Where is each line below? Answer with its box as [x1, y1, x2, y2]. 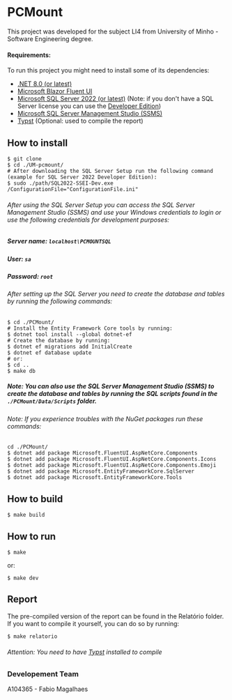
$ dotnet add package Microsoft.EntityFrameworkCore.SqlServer [7, 468, 195, 475]
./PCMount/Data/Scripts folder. [7, 397, 98, 405]
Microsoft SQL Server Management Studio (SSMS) [17, 109, 162, 118]
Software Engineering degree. [7, 34, 93, 43]
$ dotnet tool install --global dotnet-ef [7, 330, 132, 338]
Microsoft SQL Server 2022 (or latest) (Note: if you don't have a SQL [17, 95, 214, 103]
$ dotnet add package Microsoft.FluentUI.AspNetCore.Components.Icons [7, 456, 217, 463]
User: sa [7, 254, 31, 263]
